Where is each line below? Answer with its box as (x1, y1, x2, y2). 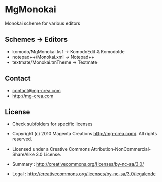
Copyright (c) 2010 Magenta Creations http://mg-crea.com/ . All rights (12, 131, 157, 137)
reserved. (12, 136, 33, 142)
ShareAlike (12, 151, 35, 158)
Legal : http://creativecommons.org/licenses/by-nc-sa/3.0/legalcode (12, 171, 156, 177)
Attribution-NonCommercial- (91, 146, 151, 152)
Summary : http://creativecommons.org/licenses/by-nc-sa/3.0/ (12, 161, 144, 167)
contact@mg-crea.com (12, 87, 61, 93)
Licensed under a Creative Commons (12, 146, 90, 152)
